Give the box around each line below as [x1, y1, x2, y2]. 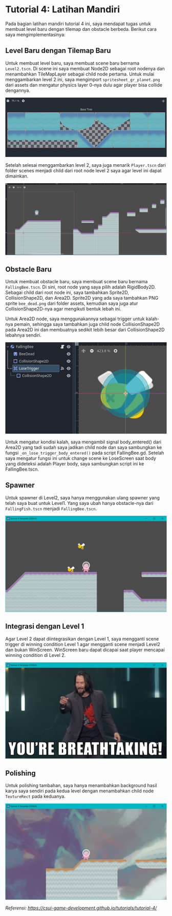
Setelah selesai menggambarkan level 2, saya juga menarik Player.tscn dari [5, 162, 166, 168]
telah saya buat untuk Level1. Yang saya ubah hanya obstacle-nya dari [5, 500, 154, 506]
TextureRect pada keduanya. [5, 793, 66, 799]
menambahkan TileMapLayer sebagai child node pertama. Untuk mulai [5, 71, 155, 77]
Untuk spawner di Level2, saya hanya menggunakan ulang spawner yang [5, 494, 160, 501]
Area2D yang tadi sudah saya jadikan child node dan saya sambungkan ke [5, 444, 162, 451]
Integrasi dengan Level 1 [5, 622, 84, 631]
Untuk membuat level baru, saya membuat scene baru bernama [5, 60, 140, 66]
